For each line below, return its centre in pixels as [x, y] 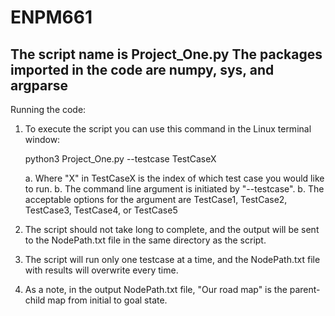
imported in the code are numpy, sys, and [142, 69]
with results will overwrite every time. [101, 270]
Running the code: [48, 109]
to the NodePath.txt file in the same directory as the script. [145, 240]
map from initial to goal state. [107, 300]
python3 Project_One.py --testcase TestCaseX [120, 159]
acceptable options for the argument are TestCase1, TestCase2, [156, 199]
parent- [305, 289]
